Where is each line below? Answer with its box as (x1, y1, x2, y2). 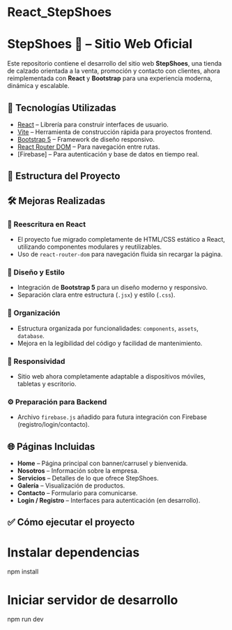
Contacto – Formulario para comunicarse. (17, 489, 138, 497)
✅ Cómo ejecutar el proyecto (7, 516, 135, 528)
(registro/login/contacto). (17, 420, 90, 429)
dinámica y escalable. (7, 82, 70, 90)
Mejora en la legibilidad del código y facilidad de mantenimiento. (17, 339, 203, 347)
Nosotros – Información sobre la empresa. (17, 467, 139, 475)
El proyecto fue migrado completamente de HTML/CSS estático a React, (17, 235, 225, 244)
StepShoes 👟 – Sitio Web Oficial (7, 36, 193, 52)
